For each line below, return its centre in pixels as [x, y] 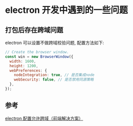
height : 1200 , [24, 66]
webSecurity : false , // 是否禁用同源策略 [54, 80]
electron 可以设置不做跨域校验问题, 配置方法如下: [54, 43]
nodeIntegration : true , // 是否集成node [54, 75]
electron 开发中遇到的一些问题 [66, 10]
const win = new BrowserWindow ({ [39, 57]
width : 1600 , [23, 61]
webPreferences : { [28, 70]
